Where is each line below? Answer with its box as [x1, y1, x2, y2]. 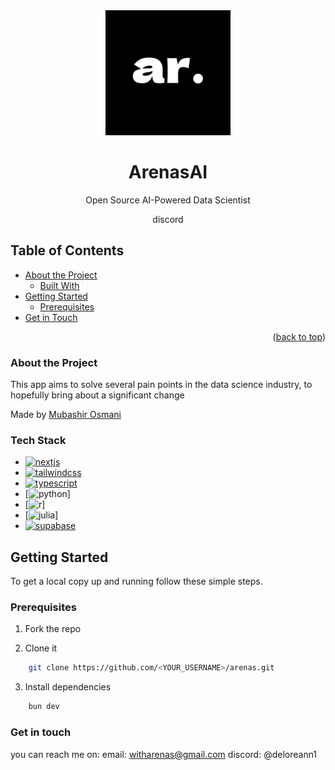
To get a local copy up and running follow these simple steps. [10, 575, 263, 588]
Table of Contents [10, 242, 125, 259]
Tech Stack [10, 433, 67, 447]
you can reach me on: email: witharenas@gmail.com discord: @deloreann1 [10, 748, 318, 760]
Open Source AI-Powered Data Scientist [85, 194, 251, 206]
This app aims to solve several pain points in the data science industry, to [10, 379, 313, 391]
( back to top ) [272, 330, 326, 343]
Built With [39, 279, 80, 291]
